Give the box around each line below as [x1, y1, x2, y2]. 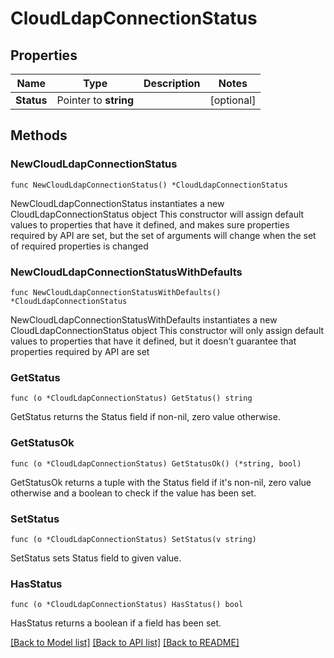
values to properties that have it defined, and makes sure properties [10, 218, 290, 231]
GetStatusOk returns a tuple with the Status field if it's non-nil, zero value [10, 476, 312, 488]
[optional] [209, 93, 257, 107]
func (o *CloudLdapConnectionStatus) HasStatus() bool [10, 600, 244, 610]
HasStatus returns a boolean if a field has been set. [10, 617, 222, 629]
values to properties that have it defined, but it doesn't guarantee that [10, 335, 297, 347]
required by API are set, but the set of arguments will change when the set [10, 229, 317, 241]
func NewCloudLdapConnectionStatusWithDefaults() [10, 287, 222, 297]
